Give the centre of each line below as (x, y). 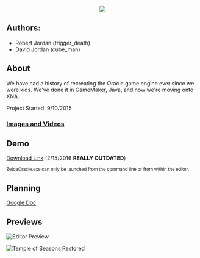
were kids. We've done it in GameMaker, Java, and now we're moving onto (100, 90)
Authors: (23, 28)
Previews (24, 222)
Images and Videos (35, 124)
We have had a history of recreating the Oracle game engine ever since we (100, 83)
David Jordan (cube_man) (48, 49)
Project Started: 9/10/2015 (39, 108)
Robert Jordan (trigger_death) (52, 43)
